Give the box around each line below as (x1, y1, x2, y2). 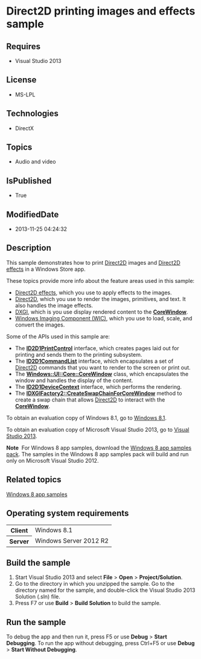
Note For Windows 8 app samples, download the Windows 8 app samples (6, 444, 192, 451)
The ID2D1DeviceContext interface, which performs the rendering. (14, 383, 182, 390)
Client (10, 526, 28, 534)
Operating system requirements (6, 508, 129, 518)
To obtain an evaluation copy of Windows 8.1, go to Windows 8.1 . (6, 414, 167, 422)
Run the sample (6, 617, 66, 628)
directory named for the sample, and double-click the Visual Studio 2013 (14, 586, 196, 594)
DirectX (14, 124, 34, 131)
